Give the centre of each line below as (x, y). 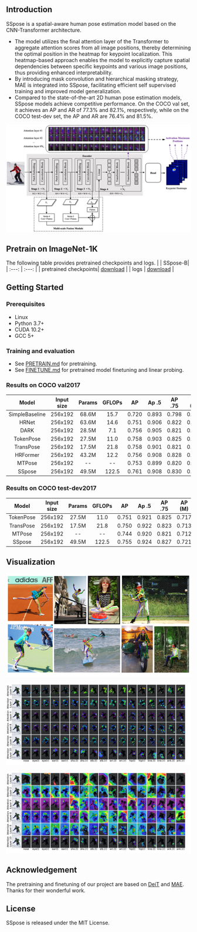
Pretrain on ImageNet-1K (52, 249)
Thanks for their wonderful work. (46, 890)
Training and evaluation (40, 351)
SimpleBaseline (27, 414)
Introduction (29, 10)
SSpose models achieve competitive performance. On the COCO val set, (102, 104)
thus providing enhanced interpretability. (64, 72)
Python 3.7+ (29, 323)
